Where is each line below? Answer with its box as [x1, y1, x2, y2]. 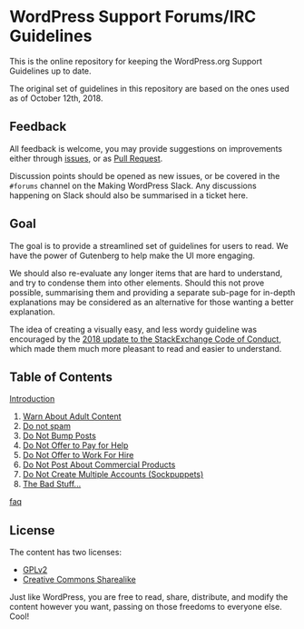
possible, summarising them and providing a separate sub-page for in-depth [9, 286, 296, 297]
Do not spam [22, 421, 71, 432]
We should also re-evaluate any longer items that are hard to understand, [9, 267, 283, 278]
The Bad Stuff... [22, 479, 82, 490]
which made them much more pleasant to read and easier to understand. [9, 343, 282, 354]
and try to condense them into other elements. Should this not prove [9, 277, 265, 288]
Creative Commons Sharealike [22, 574, 136, 585]
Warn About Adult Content [22, 411, 122, 422]
